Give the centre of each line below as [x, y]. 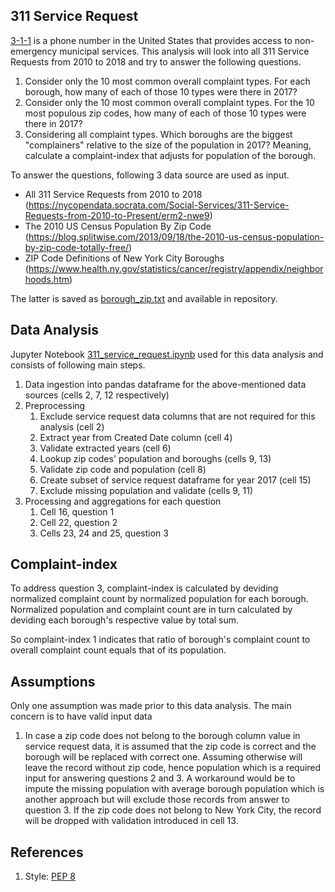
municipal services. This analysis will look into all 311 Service [184, 51]
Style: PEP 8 [50, 876]
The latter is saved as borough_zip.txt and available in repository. [144, 298]
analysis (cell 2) [72, 426]
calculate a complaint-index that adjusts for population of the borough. [170, 155]
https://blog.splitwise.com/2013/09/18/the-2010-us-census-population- [176, 236]
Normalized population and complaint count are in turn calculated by [151, 610]
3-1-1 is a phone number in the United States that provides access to [151, 40]
